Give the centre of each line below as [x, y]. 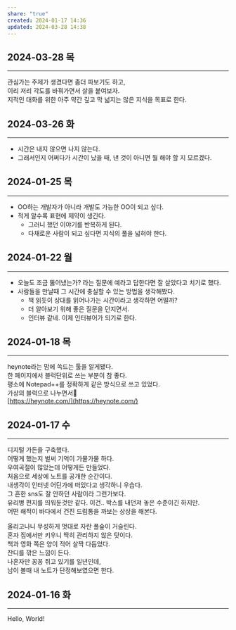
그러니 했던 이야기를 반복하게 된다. [75, 224]
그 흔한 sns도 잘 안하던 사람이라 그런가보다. [67, 494]
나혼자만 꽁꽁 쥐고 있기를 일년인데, [54, 562]
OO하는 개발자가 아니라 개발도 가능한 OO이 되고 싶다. [90, 207]
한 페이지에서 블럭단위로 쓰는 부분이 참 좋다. [67, 376]
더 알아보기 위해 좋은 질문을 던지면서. [79, 309]
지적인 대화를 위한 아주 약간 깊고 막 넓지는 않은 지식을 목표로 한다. [97, 100]
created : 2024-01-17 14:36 [47, 20]
